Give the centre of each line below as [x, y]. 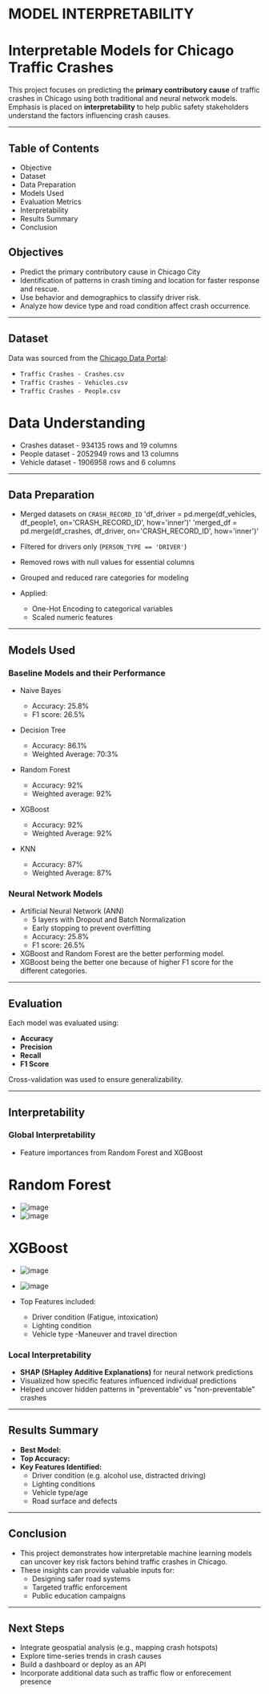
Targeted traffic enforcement [80, 1587]
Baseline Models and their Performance [87, 673]
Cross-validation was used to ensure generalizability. [96, 1080]
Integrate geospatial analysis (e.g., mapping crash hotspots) [119, 1647]
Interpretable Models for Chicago [121, 51]
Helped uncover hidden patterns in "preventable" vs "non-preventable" [137, 1389]
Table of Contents [54, 148]
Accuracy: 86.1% [60, 746]
